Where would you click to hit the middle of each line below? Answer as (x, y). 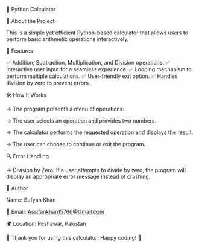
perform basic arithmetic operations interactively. (68, 39)
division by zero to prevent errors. (48, 83)
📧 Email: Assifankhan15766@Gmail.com (55, 212)
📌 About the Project (31, 21)
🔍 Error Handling (28, 156)
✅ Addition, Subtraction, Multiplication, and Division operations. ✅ (88, 63)
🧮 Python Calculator (31, 9)
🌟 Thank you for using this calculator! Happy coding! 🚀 (74, 238)
